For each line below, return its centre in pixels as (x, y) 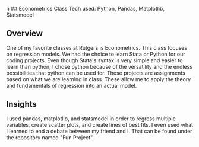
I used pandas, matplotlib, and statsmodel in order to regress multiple (91, 119)
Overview (25, 33)
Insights (22, 104)
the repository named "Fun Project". (50, 137)
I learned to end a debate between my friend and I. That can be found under (99, 131)
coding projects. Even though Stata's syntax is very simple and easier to (94, 60)
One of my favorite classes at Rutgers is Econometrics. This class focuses (97, 47)
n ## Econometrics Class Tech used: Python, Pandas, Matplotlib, (86, 9)
